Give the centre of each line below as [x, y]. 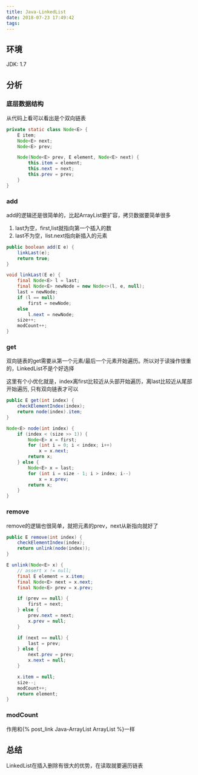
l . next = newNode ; [51, 314]
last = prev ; [45, 643]
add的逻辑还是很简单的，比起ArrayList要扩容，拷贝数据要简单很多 [89, 215]
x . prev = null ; [47, 621]
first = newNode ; [50, 303]
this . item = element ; [55, 163]
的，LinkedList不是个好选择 [40, 368]
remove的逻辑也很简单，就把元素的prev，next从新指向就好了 [82, 526]
